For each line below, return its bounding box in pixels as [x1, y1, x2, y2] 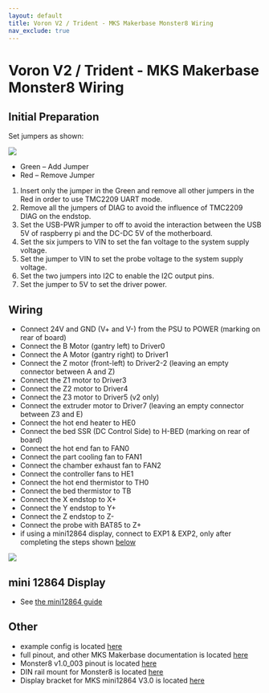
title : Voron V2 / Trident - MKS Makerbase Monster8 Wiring [8, 19, 214, 27]
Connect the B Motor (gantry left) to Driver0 [19, 342, 165, 351]
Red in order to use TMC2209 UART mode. [19, 194, 163, 205]
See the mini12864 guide [19, 597, 103, 606]
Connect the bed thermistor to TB [19, 486, 132, 496]
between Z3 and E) [19, 410, 84, 419]
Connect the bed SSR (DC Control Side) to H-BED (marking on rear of [19, 427, 251, 436]
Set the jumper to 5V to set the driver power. [19, 280, 167, 290]
